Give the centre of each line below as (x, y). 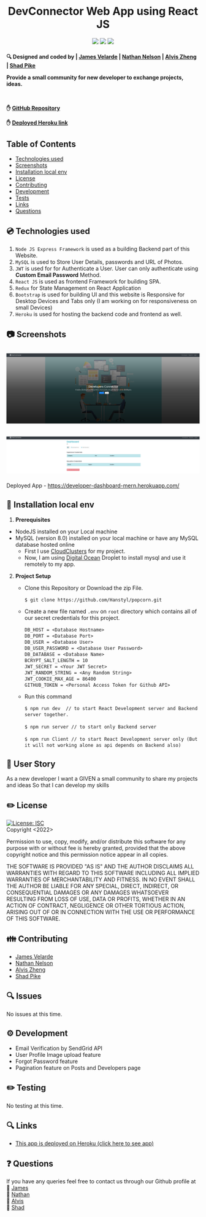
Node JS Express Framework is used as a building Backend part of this (102, 249)
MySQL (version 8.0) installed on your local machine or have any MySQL (107, 538)
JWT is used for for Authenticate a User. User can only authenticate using (107, 269)
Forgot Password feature (47, 1061)
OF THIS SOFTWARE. (33, 919)
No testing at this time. (35, 1105)
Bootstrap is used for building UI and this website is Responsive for (100, 295)
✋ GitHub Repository (33, 108)
